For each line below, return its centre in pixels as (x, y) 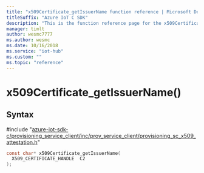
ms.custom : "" (24, 57)
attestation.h (22, 142)
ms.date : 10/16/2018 (32, 46)
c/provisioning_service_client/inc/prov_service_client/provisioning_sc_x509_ (101, 135)
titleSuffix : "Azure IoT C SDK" (47, 18)
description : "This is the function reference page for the (84, 23)
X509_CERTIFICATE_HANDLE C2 (49, 159)
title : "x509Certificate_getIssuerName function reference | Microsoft (99, 12)
